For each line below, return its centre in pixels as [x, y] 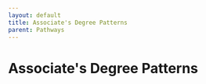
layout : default [34, 15]
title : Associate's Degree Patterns [68, 23]
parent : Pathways [36, 30]
